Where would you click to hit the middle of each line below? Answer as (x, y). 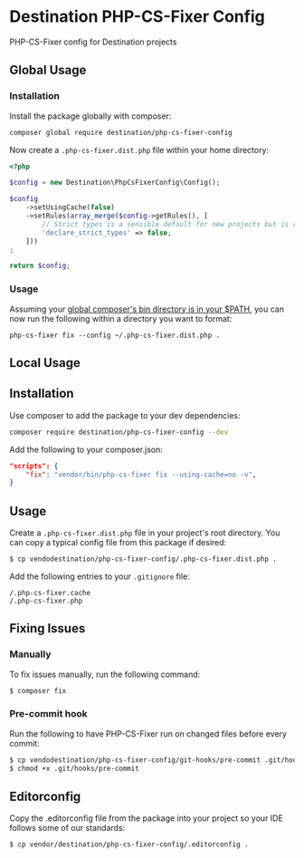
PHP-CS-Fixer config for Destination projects (93, 42)
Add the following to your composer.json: (86, 449)
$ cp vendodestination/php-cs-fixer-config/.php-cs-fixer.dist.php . (143, 559)
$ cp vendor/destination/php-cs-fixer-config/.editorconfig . (129, 844)
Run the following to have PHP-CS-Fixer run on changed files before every (148, 733)
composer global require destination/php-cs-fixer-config (121, 132)
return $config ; (40, 266)
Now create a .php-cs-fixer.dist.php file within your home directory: (139, 149)
